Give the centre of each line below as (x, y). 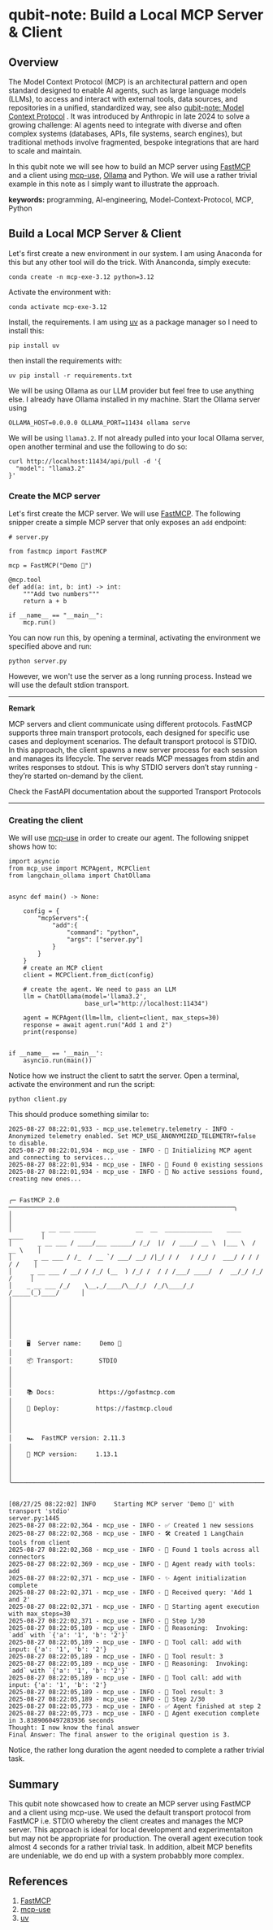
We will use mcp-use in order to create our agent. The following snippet (129, 838)
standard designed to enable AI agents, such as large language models (127, 90)
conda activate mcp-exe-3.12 (58, 306)
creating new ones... (45, 1179)
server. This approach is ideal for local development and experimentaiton (131, 1830)
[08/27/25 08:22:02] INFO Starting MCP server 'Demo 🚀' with (121, 1504)
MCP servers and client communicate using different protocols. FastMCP (130, 724)
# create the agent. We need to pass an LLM (100, 989)
